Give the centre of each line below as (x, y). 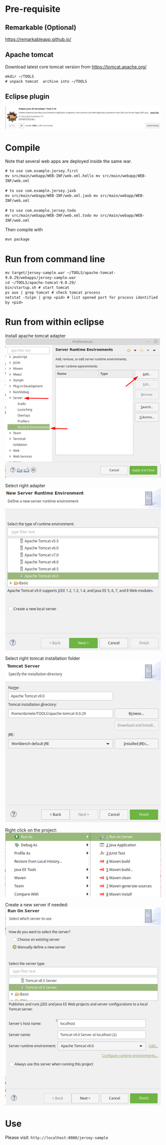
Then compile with (24, 230)
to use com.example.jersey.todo (43, 211)
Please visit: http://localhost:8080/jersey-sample (57, 1138)
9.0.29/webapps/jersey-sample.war (41, 278)
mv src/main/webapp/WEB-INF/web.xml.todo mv (52, 216)
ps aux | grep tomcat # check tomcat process (53, 293)
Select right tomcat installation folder (43, 658)
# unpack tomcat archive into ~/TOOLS (46, 81)
